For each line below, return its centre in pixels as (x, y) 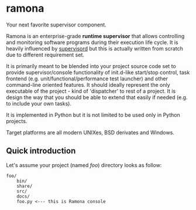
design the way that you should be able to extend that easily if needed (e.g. (97, 97)
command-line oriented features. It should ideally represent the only (88, 84)
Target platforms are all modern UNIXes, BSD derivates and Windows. (90, 132)
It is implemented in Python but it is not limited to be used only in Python (93, 115)
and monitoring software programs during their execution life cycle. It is (92, 42)
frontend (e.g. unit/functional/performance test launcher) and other (87, 79)
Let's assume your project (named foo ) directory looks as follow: (84, 165)
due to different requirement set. (45, 55)
